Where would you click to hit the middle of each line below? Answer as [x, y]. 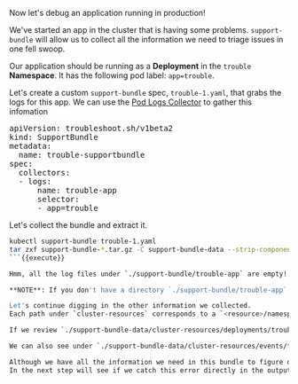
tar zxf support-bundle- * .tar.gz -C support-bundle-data [117, 249]
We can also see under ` [55, 346]
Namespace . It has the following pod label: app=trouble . [112, 75]
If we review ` [37, 330]
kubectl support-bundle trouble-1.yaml [83, 241]
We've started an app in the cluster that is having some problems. [129, 30]
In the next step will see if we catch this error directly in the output [150, 370]
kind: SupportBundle [54, 137]
